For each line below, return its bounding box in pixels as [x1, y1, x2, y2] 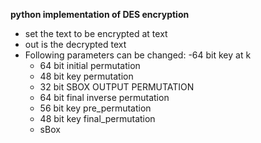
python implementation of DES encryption [10, 9, 190, 20]
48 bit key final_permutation [39, 113, 156, 124]
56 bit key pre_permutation [39, 102, 152, 114]
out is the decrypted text [24, 39, 127, 50]
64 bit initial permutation [39, 60, 141, 71]
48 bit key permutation [39, 70, 134, 82]
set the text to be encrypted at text [24, 28, 168, 39]
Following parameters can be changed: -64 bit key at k [24, 49, 252, 61]
